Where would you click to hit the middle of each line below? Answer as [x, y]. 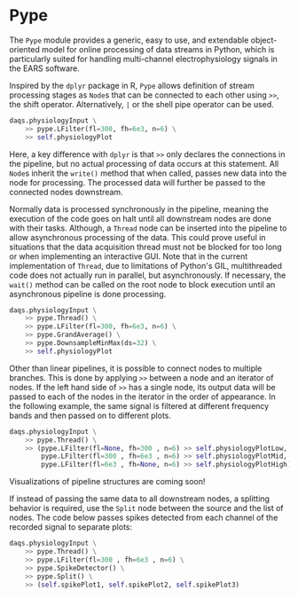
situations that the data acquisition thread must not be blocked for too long [145, 247]
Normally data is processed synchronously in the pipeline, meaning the [139, 209]
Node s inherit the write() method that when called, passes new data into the [148, 173]
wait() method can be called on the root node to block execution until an [142, 284]
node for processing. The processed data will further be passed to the [137, 182]
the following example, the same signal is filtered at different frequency [139, 405]
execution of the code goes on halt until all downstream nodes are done [141, 218]
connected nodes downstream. [66, 192]
